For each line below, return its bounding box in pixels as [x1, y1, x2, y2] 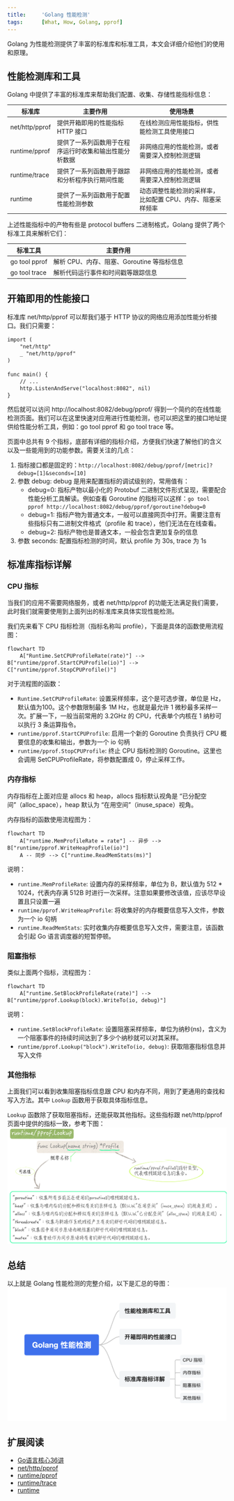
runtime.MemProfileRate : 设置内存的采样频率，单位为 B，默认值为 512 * [17, 879, 223, 888]
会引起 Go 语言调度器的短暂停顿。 [17, 932, 115, 940]
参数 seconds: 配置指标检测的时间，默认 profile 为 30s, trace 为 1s [17, 537, 207, 545]
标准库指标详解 [7, 559, 72, 571]
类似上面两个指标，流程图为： [7, 968, 93, 976]
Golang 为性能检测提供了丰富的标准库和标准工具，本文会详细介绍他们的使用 [7, 39, 225, 48]
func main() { [7, 371, 49, 378]
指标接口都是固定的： [17, 461, 79, 469]
